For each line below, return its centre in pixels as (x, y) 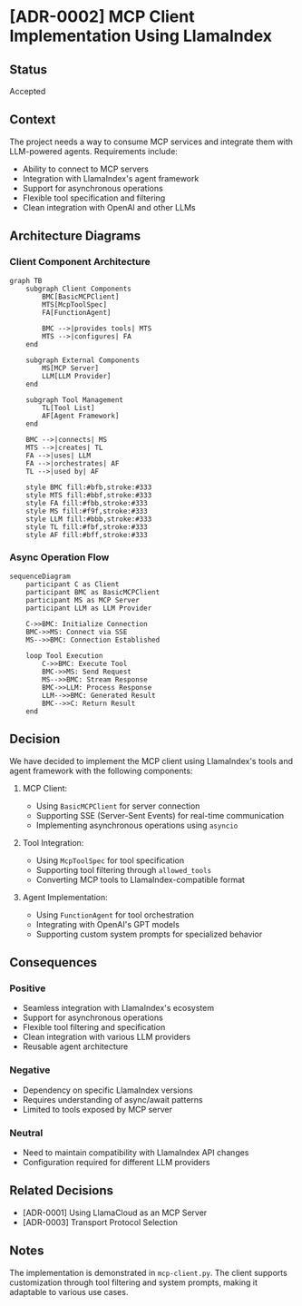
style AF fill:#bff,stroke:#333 (87, 535)
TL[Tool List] (68, 408)
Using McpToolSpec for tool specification (110, 860)
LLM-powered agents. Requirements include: (94, 151)
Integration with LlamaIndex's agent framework (111, 178)
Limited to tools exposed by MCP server (97, 1109)
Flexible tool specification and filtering (94, 198)
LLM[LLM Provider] (77, 376)
